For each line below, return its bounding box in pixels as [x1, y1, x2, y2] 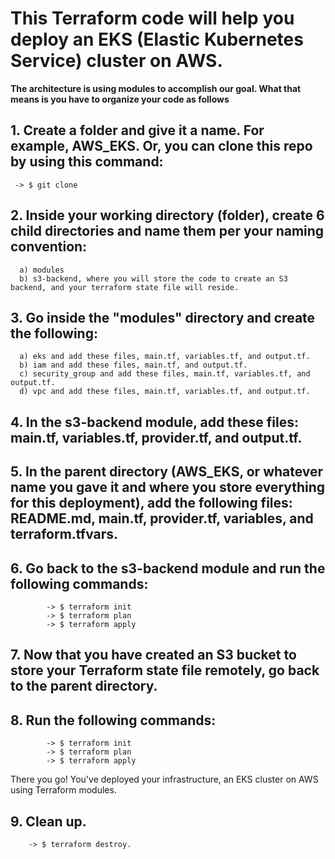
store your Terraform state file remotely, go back [10, 662, 320, 679]
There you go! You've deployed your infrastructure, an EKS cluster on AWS [10, 773, 319, 786]
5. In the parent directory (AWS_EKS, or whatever [10, 463, 324, 481]
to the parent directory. [10, 678, 158, 695]
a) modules [19, 265, 65, 275]
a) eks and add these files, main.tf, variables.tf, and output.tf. [19, 352, 311, 362]
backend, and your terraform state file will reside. [10, 282, 240, 292]
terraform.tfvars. [10, 526, 119, 543]
